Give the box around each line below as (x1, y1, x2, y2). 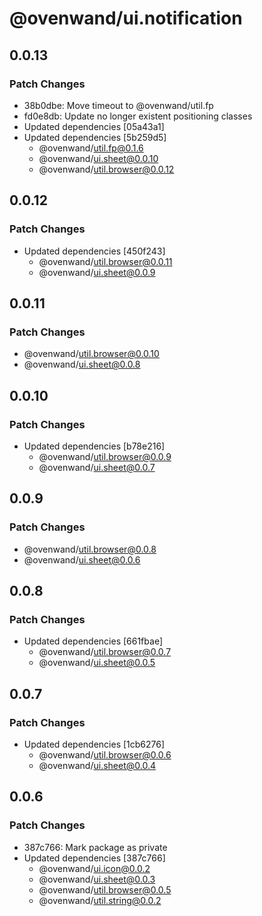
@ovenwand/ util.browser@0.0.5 (38, 883, 172, 896)
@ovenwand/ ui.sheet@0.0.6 (23, 553, 141, 566)
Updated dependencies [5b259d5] (23, 131, 167, 143)
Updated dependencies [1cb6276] (23, 738, 166, 750)
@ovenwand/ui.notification (9, 7, 243, 30)
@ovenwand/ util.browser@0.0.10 (23, 348, 160, 360)
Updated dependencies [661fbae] (23, 635, 163, 647)
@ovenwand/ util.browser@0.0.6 (38, 749, 172, 761)
